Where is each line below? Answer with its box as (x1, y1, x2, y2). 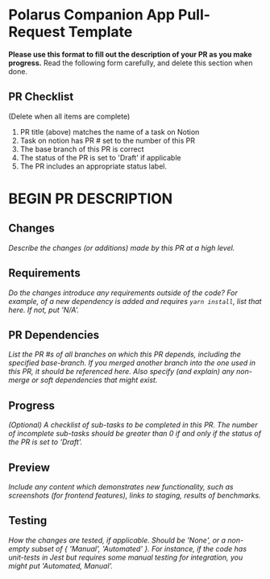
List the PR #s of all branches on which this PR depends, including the (8, 349, 242, 360)
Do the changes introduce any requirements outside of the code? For (8, 288, 238, 298)
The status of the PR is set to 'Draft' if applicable (19, 152, 181, 162)
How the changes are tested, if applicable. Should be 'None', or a (8, 535, 226, 545)
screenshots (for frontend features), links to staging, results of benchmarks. (8, 490, 261, 500)
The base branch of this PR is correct (19, 144, 144, 154)
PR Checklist (8, 90, 74, 104)
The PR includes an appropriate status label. (19, 161, 168, 171)
